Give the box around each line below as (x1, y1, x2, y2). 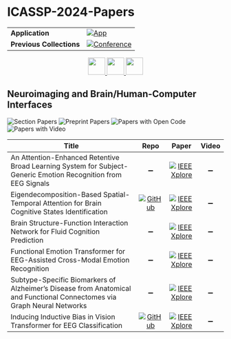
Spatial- (102, 189, 131, 199)
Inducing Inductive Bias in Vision (10, 311, 115, 321)
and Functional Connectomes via (10, 292, 117, 302)
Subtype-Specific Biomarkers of (10, 275, 116, 285)
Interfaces (7, 99, 53, 111)
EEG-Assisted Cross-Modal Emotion (10, 255, 130, 265)
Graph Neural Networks (10, 300, 87, 310)
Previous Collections (10, 39, 80, 49)
